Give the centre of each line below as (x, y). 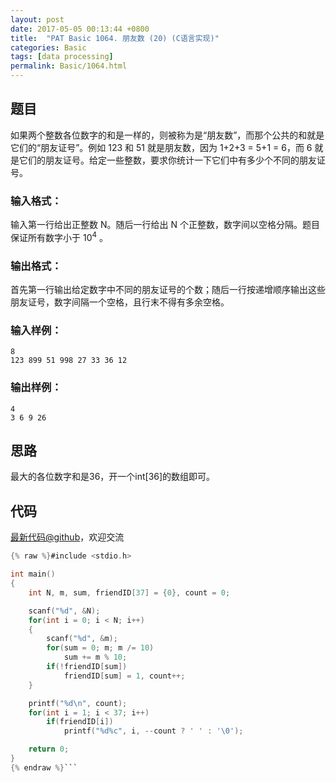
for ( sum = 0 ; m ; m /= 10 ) (100, 648)
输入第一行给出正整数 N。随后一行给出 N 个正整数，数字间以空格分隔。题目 (165, 225)
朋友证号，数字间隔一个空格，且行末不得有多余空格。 (120, 302)
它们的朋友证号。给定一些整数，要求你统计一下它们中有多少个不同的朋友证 (172, 160)
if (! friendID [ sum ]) (87, 667)
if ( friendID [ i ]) (80, 722)
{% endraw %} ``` (44, 767)
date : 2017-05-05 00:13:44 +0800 (80, 29)
